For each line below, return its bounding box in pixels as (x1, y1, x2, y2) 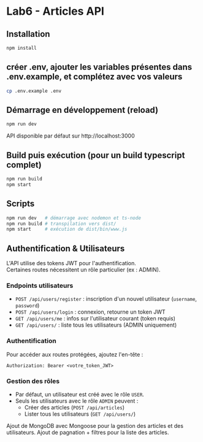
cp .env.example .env (6, 88, 62, 94)
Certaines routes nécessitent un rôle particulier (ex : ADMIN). (6, 266, 161, 274)
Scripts (6, 198, 35, 209)
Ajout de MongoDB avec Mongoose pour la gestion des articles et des (6, 422, 184, 429)
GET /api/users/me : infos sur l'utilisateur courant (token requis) (15, 315, 176, 322)
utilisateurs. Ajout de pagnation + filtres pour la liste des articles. (6, 428, 169, 436)
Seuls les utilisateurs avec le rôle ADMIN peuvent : (15, 397, 139, 405)
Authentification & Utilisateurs (6, 243, 125, 254)
